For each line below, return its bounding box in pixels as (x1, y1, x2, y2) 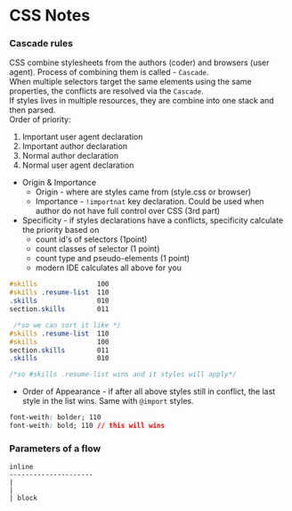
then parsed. (9, 104, 56, 116)
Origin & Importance (21, 177, 96, 188)
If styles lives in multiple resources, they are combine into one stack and (9, 95, 274, 106)
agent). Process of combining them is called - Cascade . (9, 67, 209, 78)
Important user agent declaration (21, 131, 143, 143)
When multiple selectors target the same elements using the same (9, 77, 252, 87)
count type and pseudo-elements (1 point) (35, 253, 191, 264)
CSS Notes (9, 5, 91, 26)
